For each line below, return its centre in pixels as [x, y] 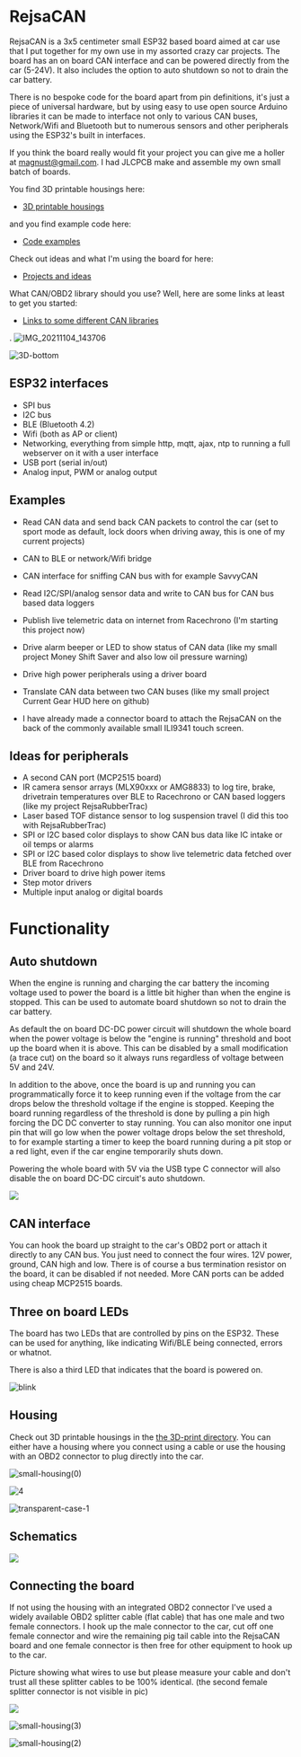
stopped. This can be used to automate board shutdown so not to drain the [148, 1002]
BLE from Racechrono [63, 863]
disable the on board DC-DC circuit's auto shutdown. [107, 1179]
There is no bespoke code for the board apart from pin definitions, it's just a [150, 97]
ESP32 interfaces [59, 384]
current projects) [53, 541]
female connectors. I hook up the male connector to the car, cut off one [142, 1627]
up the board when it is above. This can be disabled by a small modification [149, 1048]
